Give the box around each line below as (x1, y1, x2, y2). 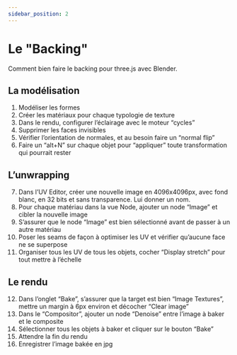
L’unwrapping (8, 169, 70, 181)
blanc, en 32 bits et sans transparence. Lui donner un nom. (18, 195, 191, 204)
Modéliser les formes (18, 103, 81, 112)
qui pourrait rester (18, 149, 71, 157)
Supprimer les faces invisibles (18, 126, 106, 134)
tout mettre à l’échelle (18, 255, 82, 264)
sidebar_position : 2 (8, 10, 69, 18)
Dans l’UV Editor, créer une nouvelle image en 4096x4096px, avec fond (18, 188, 229, 197)
